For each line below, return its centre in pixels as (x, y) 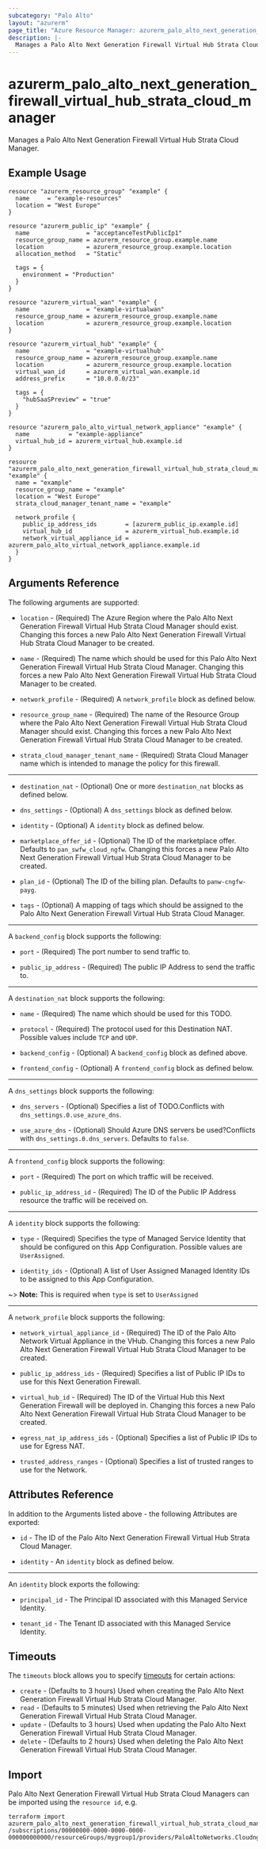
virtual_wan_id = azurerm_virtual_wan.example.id (108, 372)
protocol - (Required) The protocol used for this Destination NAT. (126, 1029)
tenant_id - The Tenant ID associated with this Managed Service (125, 1623)
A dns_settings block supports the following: (81, 1091)
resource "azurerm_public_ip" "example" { (79, 226)
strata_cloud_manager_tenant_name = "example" (93, 503)
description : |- (35, 38)
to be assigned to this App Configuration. (87, 1279)
